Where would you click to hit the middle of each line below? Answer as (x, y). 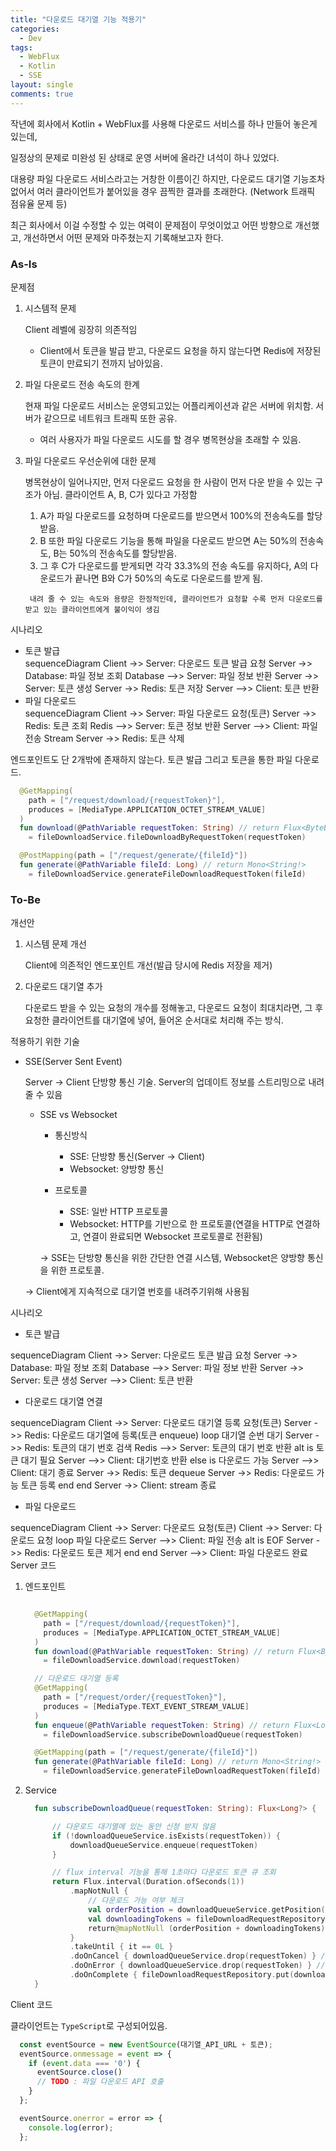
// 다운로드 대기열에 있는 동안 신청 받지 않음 (134, 1826)
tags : (21, 47)
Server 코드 (33, 1565)
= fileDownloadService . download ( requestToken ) (142, 1661)
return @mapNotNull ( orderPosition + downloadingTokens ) (207, 1928)
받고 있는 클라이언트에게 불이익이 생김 (92, 609)
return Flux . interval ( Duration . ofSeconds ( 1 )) (148, 1882)
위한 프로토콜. (77, 1270)
